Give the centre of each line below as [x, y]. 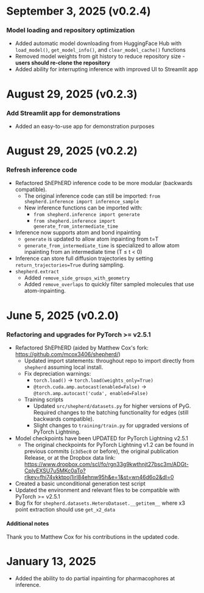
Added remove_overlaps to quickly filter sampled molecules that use [109, 284]
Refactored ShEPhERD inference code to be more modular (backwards [104, 183]
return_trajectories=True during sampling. [70, 265]
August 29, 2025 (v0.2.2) [72, 151]
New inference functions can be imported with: [83, 208]
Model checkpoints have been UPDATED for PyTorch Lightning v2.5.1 [102, 438]
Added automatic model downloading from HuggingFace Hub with [98, 43]
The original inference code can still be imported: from [92, 196]
